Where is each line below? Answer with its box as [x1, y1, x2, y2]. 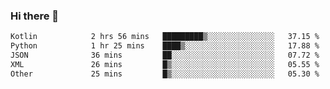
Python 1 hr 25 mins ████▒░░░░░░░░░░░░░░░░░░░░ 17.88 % [10, 41, 320, 51]
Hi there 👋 [10, 9, 60, 23]
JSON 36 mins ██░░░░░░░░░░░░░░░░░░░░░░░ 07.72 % [10, 50, 320, 61]
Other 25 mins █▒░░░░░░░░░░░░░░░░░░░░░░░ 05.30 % [10, 69, 320, 79]
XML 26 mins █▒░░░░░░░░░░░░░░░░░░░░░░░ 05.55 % [10, 59, 320, 69]
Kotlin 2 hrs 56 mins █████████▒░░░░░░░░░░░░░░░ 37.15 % [10, 32, 320, 42]
